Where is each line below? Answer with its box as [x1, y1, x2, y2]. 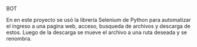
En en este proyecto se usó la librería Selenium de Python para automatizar [6, 16, 191, 23]
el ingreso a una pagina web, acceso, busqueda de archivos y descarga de [6, 23, 191, 29]
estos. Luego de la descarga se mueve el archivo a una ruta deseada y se [6, 29, 187, 36]
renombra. [6, 35, 32, 42]
